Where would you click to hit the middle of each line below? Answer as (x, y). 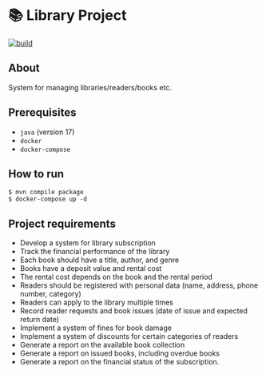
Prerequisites (42, 113)
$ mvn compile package (46, 193)
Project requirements (62, 223)
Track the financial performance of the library (95, 252)
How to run (36, 174)
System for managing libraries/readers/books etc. (90, 87)
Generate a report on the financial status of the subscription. (119, 362)
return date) (40, 320)
